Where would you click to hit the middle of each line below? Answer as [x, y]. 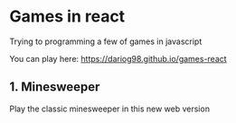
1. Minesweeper [55, 87]
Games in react [67, 17]
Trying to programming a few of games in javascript [106, 41]
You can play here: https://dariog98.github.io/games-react [118, 58]
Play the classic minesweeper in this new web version [110, 109]
